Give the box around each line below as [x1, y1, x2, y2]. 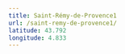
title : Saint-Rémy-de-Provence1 [8, 11, 117, 20]
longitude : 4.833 [8, 33, 67, 42]
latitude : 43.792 [8, 26, 67, 34]
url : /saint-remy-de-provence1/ [8, 19, 117, 27]
